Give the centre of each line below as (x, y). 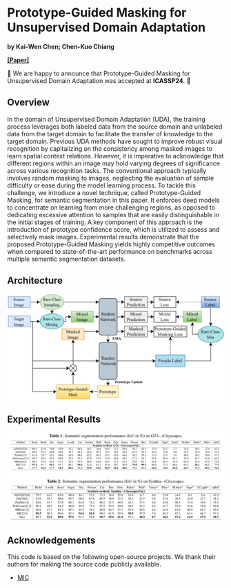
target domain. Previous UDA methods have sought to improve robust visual (115, 141)
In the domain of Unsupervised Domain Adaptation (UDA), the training (106, 119)
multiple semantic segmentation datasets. (67, 259)
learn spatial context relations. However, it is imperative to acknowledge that (115, 156)
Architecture (35, 281)
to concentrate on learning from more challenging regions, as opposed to (111, 207)
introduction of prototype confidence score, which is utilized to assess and (113, 229)
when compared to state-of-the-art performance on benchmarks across (110, 251)
